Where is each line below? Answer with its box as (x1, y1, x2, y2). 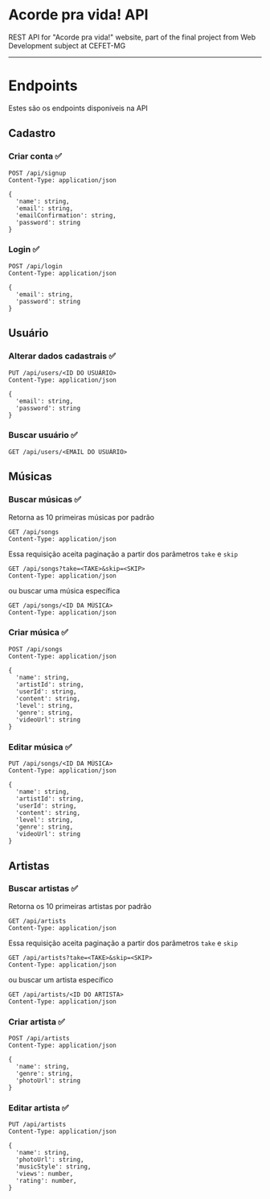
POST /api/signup (8, 169, 67, 177)
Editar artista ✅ (8, 1102, 70, 1114)
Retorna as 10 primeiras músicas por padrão (8, 512, 155, 522)
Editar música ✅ (8, 741, 72, 752)
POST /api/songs (8, 645, 63, 653)
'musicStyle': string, (15, 1163, 92, 1171)
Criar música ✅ (8, 626, 69, 638)
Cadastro (8, 126, 56, 140)
